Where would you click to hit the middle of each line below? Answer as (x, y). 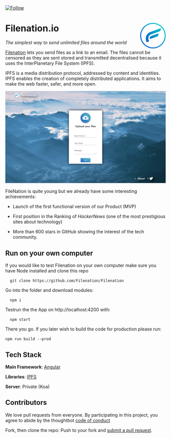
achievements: (21, 197)
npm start (20, 320)
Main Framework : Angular (33, 367)
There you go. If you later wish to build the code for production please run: (83, 329)
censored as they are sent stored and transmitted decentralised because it (83, 58)
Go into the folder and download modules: (49, 290)
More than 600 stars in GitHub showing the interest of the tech (78, 232)
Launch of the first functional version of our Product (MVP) (74, 207)
